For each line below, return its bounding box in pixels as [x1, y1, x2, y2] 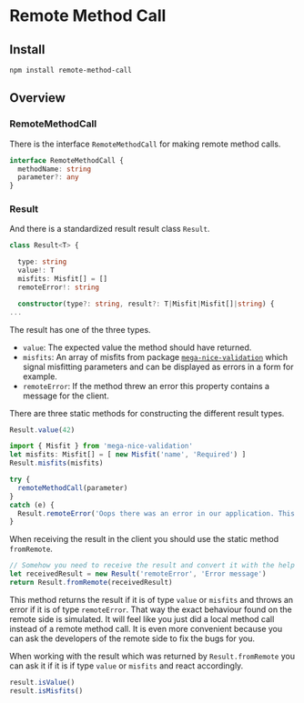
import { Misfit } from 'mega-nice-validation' [9, 442, 194, 451]
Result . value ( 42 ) [9, 425, 76, 435]
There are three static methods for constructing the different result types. [9, 407, 285, 418]
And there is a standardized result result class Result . [9, 224, 210, 235]
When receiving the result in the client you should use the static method [9, 534, 279, 545]
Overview [9, 90, 66, 105]
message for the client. [22, 390, 109, 401]
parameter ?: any [17, 173, 79, 182]
